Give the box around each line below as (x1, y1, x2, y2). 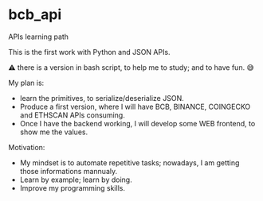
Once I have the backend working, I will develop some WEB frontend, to (19, 118, 256, 128)
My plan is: (8, 78, 45, 87)
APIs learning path (8, 32, 69, 41)
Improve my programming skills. (19, 183, 126, 192)
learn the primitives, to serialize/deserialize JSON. (19, 93, 185, 102)
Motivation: (8, 142, 45, 152)
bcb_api (8, 6, 62, 24)
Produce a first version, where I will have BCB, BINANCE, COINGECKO (19, 102, 251, 111)
